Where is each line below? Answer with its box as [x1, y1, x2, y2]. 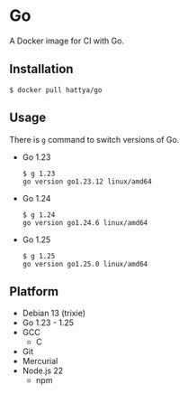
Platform [9, 284, 59, 299]
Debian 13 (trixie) [22, 308, 86, 319]
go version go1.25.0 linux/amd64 [22, 259, 148, 268]
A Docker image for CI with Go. [9, 35, 124, 46]
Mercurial [22, 356, 58, 367]
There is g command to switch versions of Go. [9, 134, 180, 145]
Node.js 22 [22, 365, 64, 376]
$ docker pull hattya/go [9, 85, 103, 95]
